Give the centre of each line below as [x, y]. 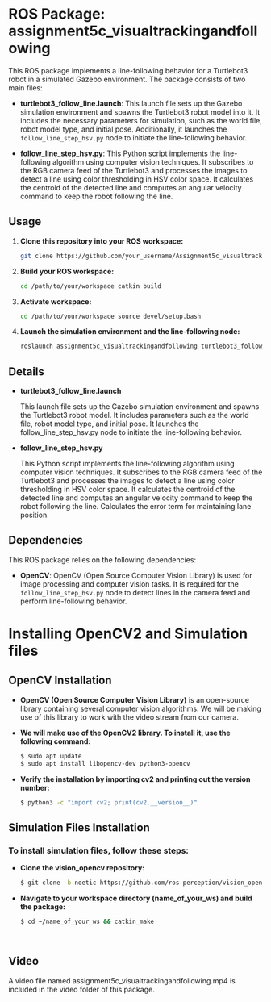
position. [35, 515]
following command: [55, 741]
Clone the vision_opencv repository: [82, 868]
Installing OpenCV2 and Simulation [128, 634]
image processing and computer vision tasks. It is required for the [129, 584]
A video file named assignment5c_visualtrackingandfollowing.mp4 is [122, 980]
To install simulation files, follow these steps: [99, 850]
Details [26, 372]
